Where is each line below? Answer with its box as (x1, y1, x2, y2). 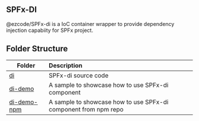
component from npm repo (49, 105, 124, 113)
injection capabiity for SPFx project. (6, 27, 94, 34)
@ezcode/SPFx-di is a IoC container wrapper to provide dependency (6, 20, 175, 27)
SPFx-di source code (49, 71, 108, 79)
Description (49, 61, 83, 70)
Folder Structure (6, 44, 68, 54)
